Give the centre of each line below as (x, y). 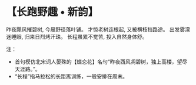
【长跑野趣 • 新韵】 (52, 12)
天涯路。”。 (27, 69)
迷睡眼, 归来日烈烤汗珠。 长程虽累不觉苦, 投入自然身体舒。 (77, 36)
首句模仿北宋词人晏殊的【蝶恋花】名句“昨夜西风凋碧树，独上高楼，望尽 (101, 62)
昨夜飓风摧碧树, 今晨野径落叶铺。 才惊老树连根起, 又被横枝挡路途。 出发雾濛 (98, 29)
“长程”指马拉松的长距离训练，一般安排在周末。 (71, 76)
